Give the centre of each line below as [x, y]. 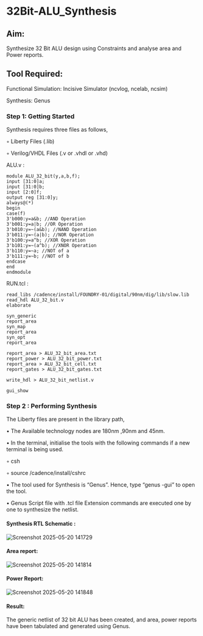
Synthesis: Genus [28, 100]
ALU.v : [16, 165]
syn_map [16, 327]
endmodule [19, 273]
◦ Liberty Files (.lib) [30, 141]
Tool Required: [34, 74]
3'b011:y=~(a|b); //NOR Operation [50, 235]
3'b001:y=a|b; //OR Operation [45, 224]
